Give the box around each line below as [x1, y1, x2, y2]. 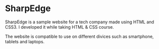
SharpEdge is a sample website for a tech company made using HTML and [5, 19, 154, 25]
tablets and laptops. [5, 38, 45, 44]
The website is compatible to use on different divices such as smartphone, [5, 33, 154, 39]
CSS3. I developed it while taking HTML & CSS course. [5, 24, 114, 30]
